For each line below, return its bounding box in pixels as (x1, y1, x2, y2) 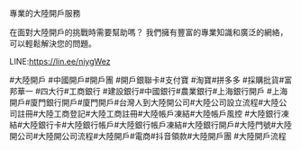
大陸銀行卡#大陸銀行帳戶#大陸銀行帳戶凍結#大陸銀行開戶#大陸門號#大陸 (22, 119, 293, 130)
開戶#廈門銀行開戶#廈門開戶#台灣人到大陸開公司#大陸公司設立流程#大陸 (9, 97, 279, 108)
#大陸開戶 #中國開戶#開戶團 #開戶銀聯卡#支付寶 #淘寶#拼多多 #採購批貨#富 (9, 75, 293, 85)
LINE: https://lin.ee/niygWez (9, 57, 111, 66)
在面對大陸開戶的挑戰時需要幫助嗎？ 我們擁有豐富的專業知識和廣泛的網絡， (9, 27, 288, 38)
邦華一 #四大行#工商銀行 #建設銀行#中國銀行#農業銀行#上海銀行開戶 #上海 (9, 86, 288, 96)
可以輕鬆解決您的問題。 (9, 39, 96, 49)
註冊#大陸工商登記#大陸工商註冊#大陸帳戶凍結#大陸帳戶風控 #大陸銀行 (16, 109, 282, 119)
